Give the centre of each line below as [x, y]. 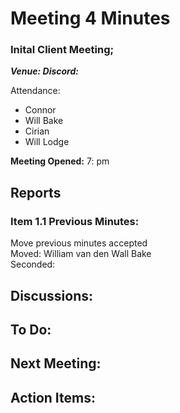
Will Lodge [47, 142]
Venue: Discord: [44, 71]
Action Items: [53, 397]
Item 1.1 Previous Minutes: [75, 221]
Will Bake [44, 121]
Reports [36, 192]
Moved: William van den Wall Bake [81, 254]
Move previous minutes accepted [79, 243]
